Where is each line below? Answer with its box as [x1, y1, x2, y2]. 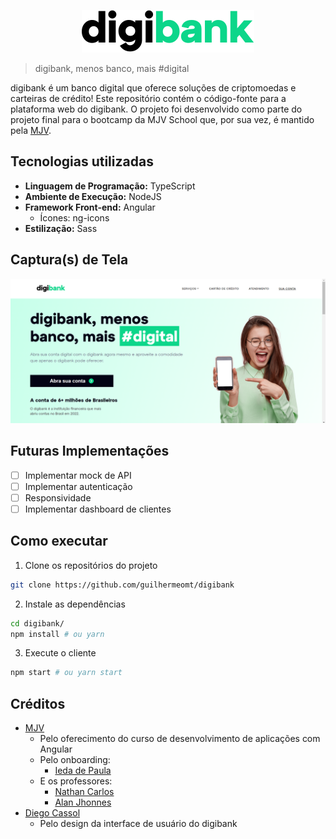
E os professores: [39, 775, 113, 787]
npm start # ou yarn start [10, 668, 123, 678]
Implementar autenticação [24, 480, 133, 492]
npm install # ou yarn [10, 629, 105, 639]
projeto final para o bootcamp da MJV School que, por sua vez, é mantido [10, 114, 315, 125]
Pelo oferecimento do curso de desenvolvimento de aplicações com [39, 733, 321, 745]
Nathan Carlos [54, 786, 115, 798]
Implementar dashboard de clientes [24, 503, 172, 515]
